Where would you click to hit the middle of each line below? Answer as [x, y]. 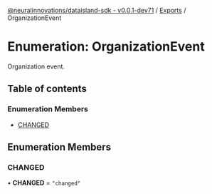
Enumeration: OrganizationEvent [106, 47]
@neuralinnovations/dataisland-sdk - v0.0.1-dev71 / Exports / [97, 10]
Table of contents [47, 89]
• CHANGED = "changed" [44, 183]
